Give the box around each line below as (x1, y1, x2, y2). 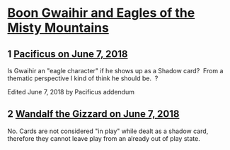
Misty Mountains (7, 20, 110, 36)
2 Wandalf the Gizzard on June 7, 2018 (7, 108, 180, 120)
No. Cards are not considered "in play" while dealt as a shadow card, (7, 127, 209, 135)
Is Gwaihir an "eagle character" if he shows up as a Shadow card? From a (7, 67, 224, 75)
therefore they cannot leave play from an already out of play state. (7, 134, 200, 142)
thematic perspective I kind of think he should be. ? (7, 74, 159, 82)
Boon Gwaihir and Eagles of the (7, 5, 195, 21)
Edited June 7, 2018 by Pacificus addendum (7, 88, 134, 96)
